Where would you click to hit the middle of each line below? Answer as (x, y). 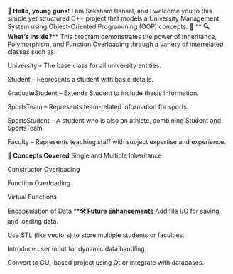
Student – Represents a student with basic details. (81, 79)
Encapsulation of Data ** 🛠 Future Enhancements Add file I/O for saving (113, 211)
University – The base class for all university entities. (85, 65)
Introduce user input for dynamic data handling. (77, 249)
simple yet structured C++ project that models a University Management (113, 18)
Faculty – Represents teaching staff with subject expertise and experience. (116, 142)
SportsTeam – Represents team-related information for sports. (98, 107)
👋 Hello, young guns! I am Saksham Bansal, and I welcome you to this (110, 11)
